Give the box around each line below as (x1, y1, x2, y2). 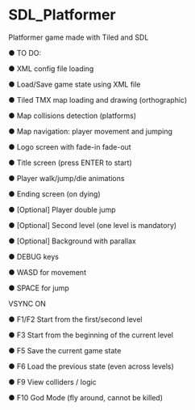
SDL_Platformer (8, 6, 116, 24)
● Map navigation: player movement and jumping (8, 126, 173, 136)
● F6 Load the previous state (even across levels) (8, 361, 175, 371)
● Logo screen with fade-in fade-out (8, 142, 131, 151)
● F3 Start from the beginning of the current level (8, 330, 173, 340)
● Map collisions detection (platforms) (8, 111, 137, 120)
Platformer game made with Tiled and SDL (8, 32, 149, 42)
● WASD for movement (8, 267, 87, 277)
